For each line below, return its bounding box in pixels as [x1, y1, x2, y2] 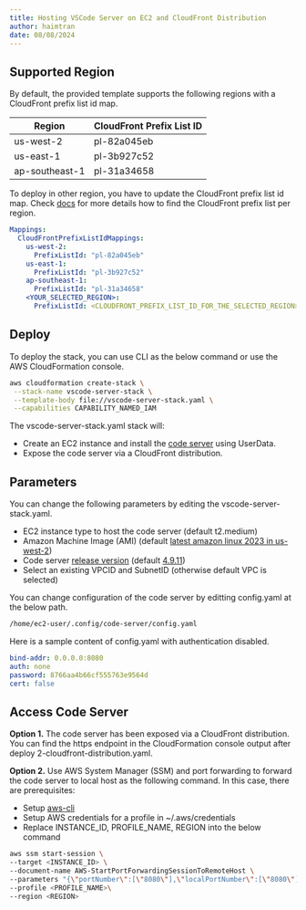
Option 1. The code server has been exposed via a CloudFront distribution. [9, 728, 290, 739]
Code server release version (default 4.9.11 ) [22, 555, 186, 566]
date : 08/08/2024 [9, 30, 76, 39]
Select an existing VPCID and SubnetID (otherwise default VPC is [22, 565, 267, 576]
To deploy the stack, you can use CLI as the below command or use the [9, 350, 279, 361]
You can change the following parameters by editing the [9, 498, 220, 509]
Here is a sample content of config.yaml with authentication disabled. [9, 635, 270, 646]
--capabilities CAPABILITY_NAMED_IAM [13, 403, 157, 413]
